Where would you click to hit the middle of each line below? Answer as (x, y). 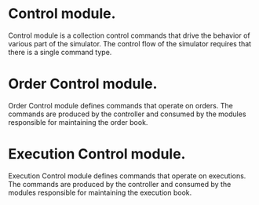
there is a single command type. (60, 52)
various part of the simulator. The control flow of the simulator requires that (130, 43)
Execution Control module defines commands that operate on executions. (127, 176)
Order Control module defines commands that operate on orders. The (120, 105)
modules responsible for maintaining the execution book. (100, 192)
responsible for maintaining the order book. (78, 122)
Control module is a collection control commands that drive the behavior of (129, 35)
